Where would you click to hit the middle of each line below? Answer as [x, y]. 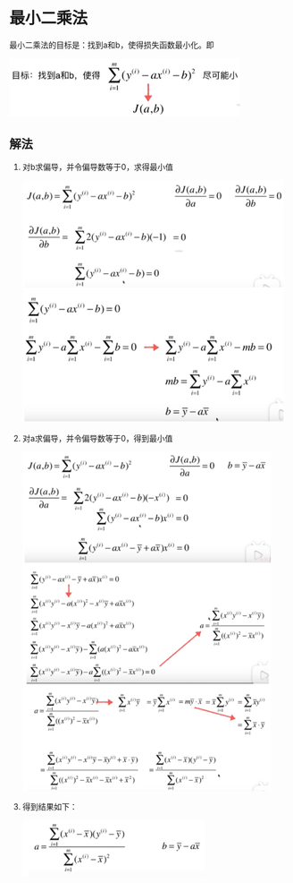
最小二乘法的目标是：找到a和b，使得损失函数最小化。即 [112, 45]
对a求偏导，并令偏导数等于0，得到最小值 [97, 439]
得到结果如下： [50, 806]
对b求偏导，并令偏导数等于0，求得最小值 [98, 167]
